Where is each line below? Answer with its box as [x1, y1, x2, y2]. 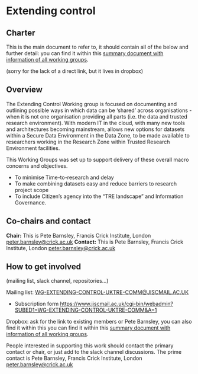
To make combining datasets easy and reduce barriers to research [14, 180, 177, 187]
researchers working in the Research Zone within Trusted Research [6, 138, 170, 145]
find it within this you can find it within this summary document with [6, 324, 171, 331]
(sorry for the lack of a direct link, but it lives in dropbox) [6, 68, 144, 75]
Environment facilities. [6, 144, 60, 152]
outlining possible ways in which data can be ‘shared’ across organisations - [6, 107, 192, 114]
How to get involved [6, 262, 82, 272]
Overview [6, 85, 43, 95]
